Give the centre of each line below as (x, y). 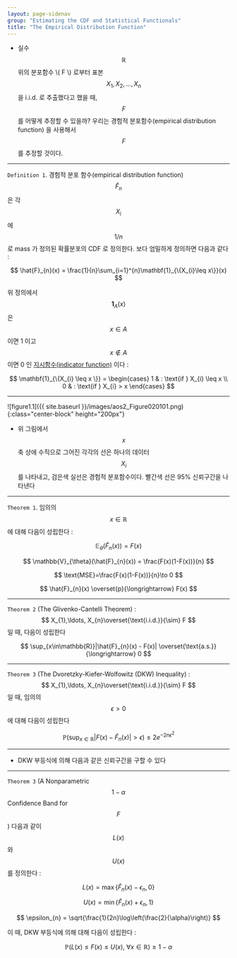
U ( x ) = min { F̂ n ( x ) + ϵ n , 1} (119, 903)
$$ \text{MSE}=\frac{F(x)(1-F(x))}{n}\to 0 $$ (119, 575)
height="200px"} (100, 414)
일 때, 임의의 (24, 697)
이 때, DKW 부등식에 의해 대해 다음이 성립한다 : (72, 933)
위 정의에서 (23, 292)
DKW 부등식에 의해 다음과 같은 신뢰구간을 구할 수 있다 (92, 760)
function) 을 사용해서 (47, 130)
